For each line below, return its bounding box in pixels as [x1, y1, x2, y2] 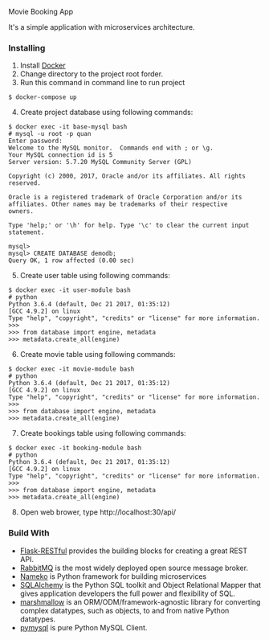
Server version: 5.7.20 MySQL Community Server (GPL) [8, 158, 193, 166]
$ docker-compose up [8, 93, 78, 101]
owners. [8, 207, 35, 215]
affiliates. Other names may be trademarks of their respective [8, 200, 228, 208]
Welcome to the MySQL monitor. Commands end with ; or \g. [8, 144, 214, 152]
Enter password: [8, 137, 63, 146]
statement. [8, 228, 45, 236]
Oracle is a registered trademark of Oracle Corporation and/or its [8, 193, 243, 202]
